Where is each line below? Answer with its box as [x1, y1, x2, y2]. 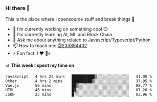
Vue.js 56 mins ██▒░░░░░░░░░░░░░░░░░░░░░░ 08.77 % [5, 83, 152, 88]
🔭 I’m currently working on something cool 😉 [12, 26, 108, 32]
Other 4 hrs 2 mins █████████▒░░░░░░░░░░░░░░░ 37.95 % [5, 79, 152, 84]
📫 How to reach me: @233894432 [12, 43, 87, 49]
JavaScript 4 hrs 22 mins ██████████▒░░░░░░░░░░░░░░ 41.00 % [5, 74, 152, 80]
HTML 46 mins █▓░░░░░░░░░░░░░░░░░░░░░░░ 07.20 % [5, 88, 152, 93]
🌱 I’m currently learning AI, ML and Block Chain [12, 32, 113, 38]
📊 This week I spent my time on [5, 62, 75, 68]
